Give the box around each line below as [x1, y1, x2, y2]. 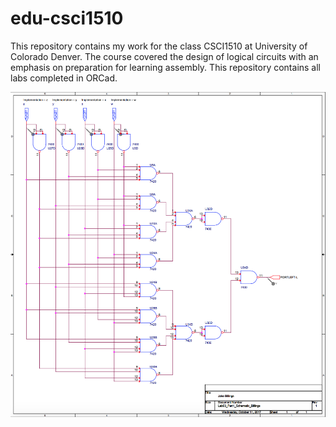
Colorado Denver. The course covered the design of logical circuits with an [10, 50, 319, 62]
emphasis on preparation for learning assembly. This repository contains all [10, 61, 322, 73]
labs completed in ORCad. [10, 72, 118, 84]
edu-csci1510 [10, 7, 124, 30]
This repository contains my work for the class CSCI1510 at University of [10, 40, 308, 52]
